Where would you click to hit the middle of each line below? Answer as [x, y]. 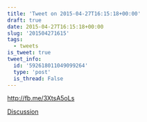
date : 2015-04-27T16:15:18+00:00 [55, 26]
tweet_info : [24, 59]
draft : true [24, 20]
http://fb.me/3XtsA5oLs [41, 98]
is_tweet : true [29, 53]
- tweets [26, 46]
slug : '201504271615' [38, 33]
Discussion [23, 112]
